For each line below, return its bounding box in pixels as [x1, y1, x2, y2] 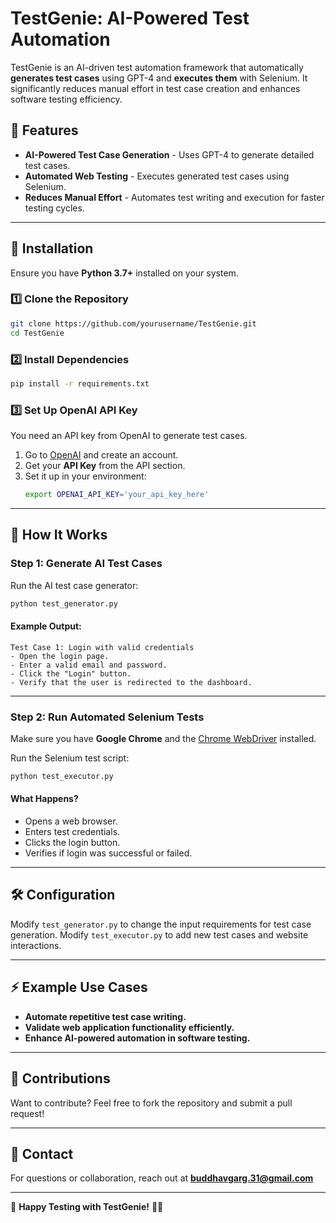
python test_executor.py [10, 772, 114, 782]
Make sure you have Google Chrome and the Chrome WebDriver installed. [10, 733, 317, 745]
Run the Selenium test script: [10, 752, 130, 764]
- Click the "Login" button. [10, 668, 132, 679]
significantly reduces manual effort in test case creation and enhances [10, 82, 301, 94]
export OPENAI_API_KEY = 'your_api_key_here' [24, 490, 210, 500]
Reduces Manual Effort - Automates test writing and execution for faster [24, 191, 325, 203]
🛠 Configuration [10, 887, 116, 904]
